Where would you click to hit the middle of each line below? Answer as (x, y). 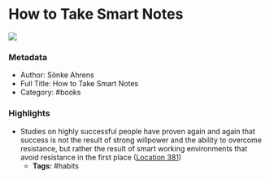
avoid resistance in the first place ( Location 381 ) (100, 157)
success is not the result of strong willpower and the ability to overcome (141, 140)
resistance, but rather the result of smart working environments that (134, 148)
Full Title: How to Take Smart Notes (79, 84)
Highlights (29, 113)
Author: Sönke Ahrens (57, 75)
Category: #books (50, 92)
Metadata (28, 57)
